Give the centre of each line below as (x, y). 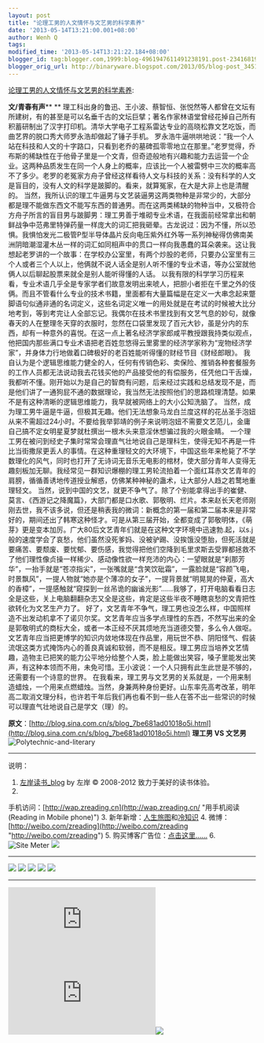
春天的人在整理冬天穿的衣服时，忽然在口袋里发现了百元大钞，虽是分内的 (125, 322)
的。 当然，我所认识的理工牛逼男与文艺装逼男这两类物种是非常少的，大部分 (130, 195)
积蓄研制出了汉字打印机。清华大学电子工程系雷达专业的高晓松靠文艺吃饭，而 (132, 126)
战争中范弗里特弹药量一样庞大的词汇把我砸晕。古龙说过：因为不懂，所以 (132, 224)
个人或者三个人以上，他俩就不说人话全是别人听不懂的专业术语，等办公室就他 (132, 264)
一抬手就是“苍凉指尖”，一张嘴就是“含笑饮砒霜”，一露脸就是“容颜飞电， (139, 569)
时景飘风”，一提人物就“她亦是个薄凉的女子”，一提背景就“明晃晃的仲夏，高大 (131, 578)
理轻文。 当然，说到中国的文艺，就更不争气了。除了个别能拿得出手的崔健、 (130, 490)
